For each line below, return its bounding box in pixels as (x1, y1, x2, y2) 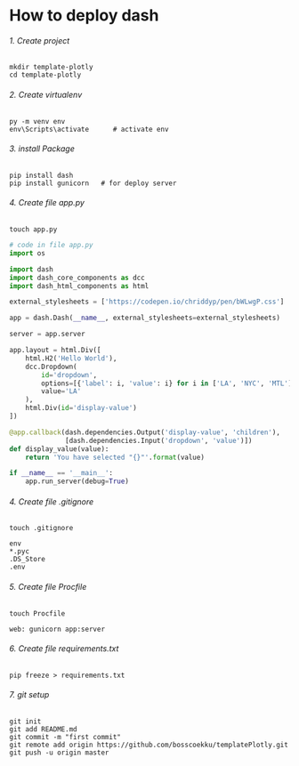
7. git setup (9, 689, 50, 700)
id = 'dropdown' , (41, 370, 98, 379)
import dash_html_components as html (9, 281, 149, 290)
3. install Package (9, 143, 76, 154)
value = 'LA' (41, 387, 82, 396)
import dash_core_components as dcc (9, 273, 145, 282)
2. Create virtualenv (9, 89, 83, 100)
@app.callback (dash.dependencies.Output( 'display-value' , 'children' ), (9, 428, 280, 437)
